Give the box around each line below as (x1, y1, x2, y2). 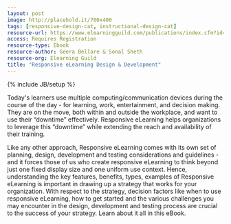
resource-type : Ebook (7, 42, 69, 49)
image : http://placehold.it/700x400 (7, 16, 112, 23)
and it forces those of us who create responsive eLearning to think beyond (7, 157, 219, 166)
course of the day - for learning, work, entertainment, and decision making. (7, 100, 221, 109)
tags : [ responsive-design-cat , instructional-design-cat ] (7, 23, 177, 30)
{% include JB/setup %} (7, 80, 76, 88)
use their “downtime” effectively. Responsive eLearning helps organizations (7, 115, 221, 124)
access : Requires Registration (7, 36, 97, 43)
